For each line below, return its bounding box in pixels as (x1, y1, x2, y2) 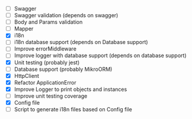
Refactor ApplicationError (14, 79, 76, 86)
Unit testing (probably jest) (14, 59, 80, 66)
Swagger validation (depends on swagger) (14, 12, 119, 19)
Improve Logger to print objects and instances (14, 86, 127, 93)
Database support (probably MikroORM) (14, 65, 113, 73)
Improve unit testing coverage (14, 92, 88, 99)
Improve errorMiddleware (14, 45, 76, 52)
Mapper (14, 25, 34, 32)
